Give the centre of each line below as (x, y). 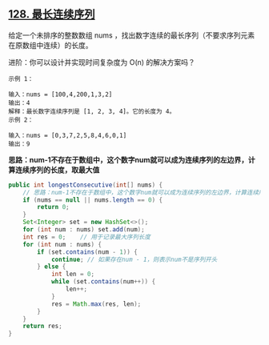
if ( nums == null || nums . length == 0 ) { (93, 200)
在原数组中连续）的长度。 (50, 45)
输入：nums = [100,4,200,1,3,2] (60, 94)
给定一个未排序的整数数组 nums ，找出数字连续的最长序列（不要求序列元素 (132, 35)
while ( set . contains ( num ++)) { (103, 282)
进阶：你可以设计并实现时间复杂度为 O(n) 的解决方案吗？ (102, 62)
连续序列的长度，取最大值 (57, 170)
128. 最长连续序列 (52, 14)
